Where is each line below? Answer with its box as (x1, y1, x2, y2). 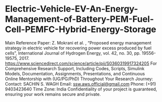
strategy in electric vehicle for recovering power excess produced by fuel (5, 45, 152, 51)
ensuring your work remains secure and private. (5, 91, 101, 97)
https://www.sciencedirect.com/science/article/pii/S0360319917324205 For (5, 60, 157, 66)
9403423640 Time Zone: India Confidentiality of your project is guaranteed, (5, 86, 158, 92)
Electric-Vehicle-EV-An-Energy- (5, 3, 138, 15)
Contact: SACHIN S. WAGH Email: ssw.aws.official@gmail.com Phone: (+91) (5, 81, 156, 87)
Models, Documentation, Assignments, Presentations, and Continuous (5, 71, 145, 76)
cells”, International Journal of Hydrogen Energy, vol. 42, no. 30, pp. (5, 50, 141, 56)
